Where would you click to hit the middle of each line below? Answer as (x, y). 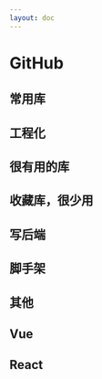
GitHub (36, 63)
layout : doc (32, 18)
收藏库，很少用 (51, 200)
